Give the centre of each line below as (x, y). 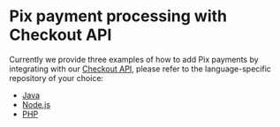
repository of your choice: (57, 78)
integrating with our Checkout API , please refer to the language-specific (140, 69)
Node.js (36, 104)
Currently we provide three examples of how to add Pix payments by (134, 59)
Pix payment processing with (118, 16)
